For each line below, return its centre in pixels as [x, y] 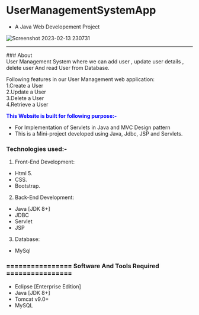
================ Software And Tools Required [83, 266]
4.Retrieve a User [27, 104]
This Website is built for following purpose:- [62, 115]
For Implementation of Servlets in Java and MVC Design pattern [92, 127]
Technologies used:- [36, 149]
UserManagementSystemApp [81, 10]
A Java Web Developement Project [57, 27]
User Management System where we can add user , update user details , [95, 61]
